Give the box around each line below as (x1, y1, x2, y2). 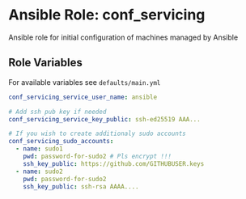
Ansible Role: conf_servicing (8, 6, 206, 24)
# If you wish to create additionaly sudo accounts (8, 129, 186, 138)
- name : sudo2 (15, 167, 63, 176)
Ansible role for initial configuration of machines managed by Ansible (8, 32, 239, 42)
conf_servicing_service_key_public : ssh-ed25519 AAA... (8, 115, 201, 123)
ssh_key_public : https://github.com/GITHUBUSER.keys (23, 159, 205, 167)
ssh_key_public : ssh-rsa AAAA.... (23, 182, 139, 191)
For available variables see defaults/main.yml (8, 77, 161, 87)
